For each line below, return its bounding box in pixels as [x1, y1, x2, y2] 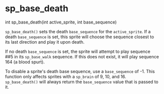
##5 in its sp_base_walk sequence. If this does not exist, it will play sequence [5, 53, 159, 59]
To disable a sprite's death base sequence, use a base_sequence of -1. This [5, 68, 155, 74]
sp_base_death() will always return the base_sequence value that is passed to [5, 79, 159, 85]
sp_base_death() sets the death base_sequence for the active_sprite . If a [5, 28, 151, 34]
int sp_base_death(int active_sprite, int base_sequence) [5, 19, 117, 25]
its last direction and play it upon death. [5, 39, 85, 45]
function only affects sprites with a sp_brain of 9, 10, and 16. [5, 73, 126, 79]
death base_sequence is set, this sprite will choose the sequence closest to [5, 34, 154, 40]
